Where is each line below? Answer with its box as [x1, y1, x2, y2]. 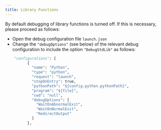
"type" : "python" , [31, 70, 70, 75]
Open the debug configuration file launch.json [12, 36, 107, 42]
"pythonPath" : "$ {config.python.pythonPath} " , [31, 83, 129, 88]
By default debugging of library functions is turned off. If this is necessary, [5, 21, 157, 27]
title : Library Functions [5, 7, 58, 12]
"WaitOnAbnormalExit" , [36, 102, 83, 107]
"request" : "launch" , [31, 74, 77, 79]
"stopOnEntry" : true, [31, 79, 77, 84]
